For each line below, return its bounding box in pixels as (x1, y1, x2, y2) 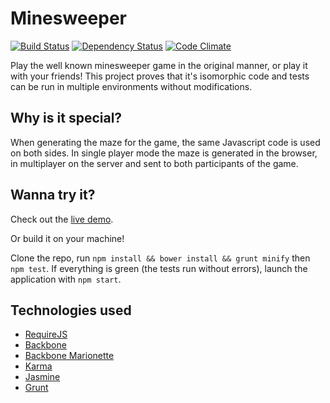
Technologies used (10, 302, 132, 319)
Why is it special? (10, 110, 123, 127)
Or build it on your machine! (10, 232, 125, 244)
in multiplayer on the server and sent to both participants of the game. (10, 157, 299, 169)
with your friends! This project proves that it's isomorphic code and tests (10, 70, 310, 82)
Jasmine (24, 371, 61, 383)
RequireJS (24, 328, 68, 341)
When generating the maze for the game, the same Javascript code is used (10, 136, 321, 148)
